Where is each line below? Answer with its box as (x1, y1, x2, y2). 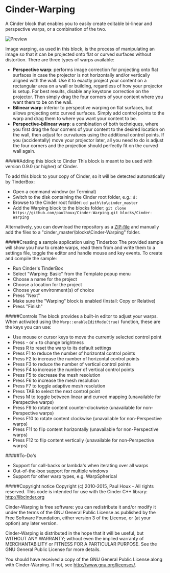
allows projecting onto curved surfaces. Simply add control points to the (12, 110, 165, 116)
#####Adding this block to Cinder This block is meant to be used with (5, 157, 153, 164)
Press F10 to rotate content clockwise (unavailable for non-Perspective (12, 415, 162, 421)
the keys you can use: (5, 324, 52, 330)
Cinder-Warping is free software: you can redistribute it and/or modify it (5, 503, 156, 510)
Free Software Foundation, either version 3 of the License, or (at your (5, 515, 151, 521)
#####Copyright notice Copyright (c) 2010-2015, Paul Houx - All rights (5, 483, 154, 489)
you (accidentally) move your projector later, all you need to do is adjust (12, 137, 164, 143)
